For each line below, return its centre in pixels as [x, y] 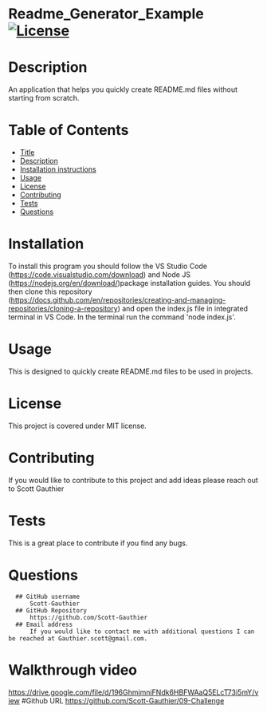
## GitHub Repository [51, 610]
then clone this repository [51, 291]
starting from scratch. [44, 98]
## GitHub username [48, 596]
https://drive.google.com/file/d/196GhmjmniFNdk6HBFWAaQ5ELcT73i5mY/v [133, 692]
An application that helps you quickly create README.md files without [123, 89]
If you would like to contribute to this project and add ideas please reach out [133, 480]
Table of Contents [69, 131]
